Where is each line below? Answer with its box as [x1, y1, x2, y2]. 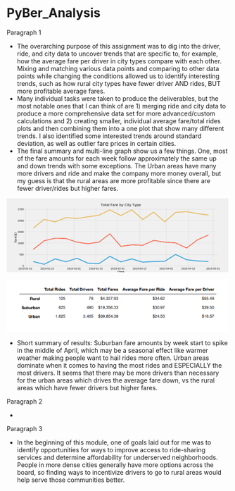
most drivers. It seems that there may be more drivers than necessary [16, 368, 220, 377]
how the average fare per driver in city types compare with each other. [16, 56, 222, 65]
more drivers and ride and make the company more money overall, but [16, 169, 222, 178]
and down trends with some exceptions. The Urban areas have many [16, 161, 217, 170]
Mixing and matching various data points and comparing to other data [16, 64, 220, 73]
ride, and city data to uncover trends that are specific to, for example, [16, 49, 219, 58]
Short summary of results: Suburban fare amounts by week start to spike [16, 338, 228, 347]
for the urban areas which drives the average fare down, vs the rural [16, 375, 215, 385]
